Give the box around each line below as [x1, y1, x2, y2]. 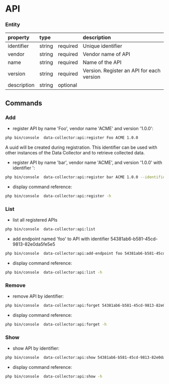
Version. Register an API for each [82, 67, 161, 74]
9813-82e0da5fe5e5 [12, 241, 55, 247]
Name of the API [82, 59, 122, 66]
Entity [5, 21, 20, 28]
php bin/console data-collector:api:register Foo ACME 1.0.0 [5, 135, 138, 140]
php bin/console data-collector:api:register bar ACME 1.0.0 [5, 175, 138, 180]
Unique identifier [82, 42, 122, 49]
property [8, 34, 30, 41]
